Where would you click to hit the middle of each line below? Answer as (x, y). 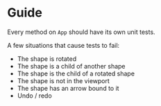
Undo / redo (34, 96)
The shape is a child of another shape (71, 66)
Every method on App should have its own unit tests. (81, 32)
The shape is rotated (47, 59)
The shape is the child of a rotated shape (76, 73)
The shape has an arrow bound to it (68, 88)
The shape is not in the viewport (63, 80)
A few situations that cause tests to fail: (63, 45)
